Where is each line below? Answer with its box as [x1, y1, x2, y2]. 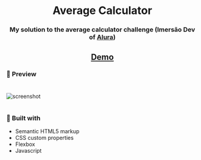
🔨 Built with [6, 114, 41, 122]
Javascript [15, 147, 42, 155]
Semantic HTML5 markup [15, 128, 80, 135]
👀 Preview [6, 70, 37, 78]
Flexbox [15, 141, 35, 148]
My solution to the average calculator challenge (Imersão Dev [9, 26, 196, 34]
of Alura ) [89, 33, 116, 41]
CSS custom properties [15, 134, 74, 142]
